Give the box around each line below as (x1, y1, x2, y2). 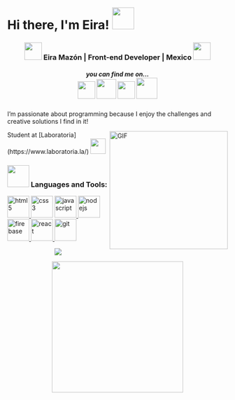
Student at (7, 131, 37, 139)
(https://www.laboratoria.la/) (7, 148, 90, 156)
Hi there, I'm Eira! (7, 17, 110, 33)
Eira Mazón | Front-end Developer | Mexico (43, 52, 192, 62)
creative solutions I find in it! (7, 117, 89, 126)
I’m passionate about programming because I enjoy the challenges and (7, 110, 212, 118)
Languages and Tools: (30, 180, 108, 189)
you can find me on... (85, 70, 150, 78)
